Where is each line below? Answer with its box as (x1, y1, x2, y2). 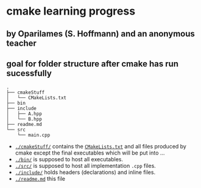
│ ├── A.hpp (6, 111, 43, 117)
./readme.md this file (15, 175, 66, 183)
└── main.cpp (17, 132, 51, 138)
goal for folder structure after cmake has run (6, 58, 178, 69)
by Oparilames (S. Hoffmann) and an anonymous (6, 29, 195, 39)
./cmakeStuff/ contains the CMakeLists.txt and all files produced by (15, 143, 187, 150)
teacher (6, 38, 37, 48)
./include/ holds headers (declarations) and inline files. (15, 169, 156, 176)
